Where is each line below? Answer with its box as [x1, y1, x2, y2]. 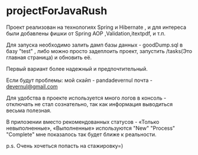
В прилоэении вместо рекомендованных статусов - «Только [6, 118, 160, 125]
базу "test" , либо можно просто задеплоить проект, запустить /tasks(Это [6, 47, 193, 54]
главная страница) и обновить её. [6, 54, 92, 61]
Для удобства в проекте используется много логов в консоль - [6, 94, 167, 101]
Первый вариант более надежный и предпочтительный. [6, 65, 148, 72]
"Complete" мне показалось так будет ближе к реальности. [6, 131, 157, 138]
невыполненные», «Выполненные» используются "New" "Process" [6, 124, 176, 131]
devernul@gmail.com [6, 83, 58, 90]
